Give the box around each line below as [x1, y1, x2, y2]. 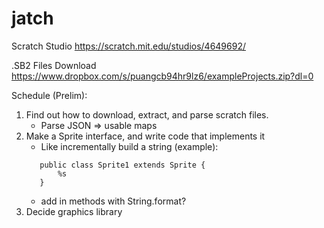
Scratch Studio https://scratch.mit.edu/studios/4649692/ [11, 40, 246, 52]
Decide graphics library [25, 205, 123, 217]
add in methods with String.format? [40, 195, 187, 207]
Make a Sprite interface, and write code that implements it [25, 130, 266, 142]
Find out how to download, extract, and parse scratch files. [25, 108, 269, 121]
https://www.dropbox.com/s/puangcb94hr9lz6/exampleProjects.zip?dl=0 [11, 70, 314, 82]
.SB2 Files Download [11, 59, 97, 71]
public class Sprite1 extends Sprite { [39, 160, 206, 170]
